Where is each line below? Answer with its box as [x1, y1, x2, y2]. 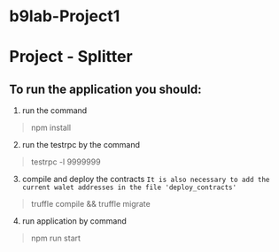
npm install [30, 122, 72, 134]
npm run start [30, 233, 81, 244]
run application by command [21, 216, 127, 226]
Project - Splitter [9, 47, 133, 67]
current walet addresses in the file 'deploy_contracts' [21, 183, 237, 192]
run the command [21, 105, 88, 116]
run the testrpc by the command [21, 140, 140, 150]
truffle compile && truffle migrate [30, 199, 151, 210]
